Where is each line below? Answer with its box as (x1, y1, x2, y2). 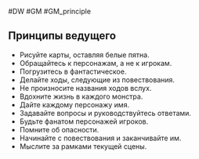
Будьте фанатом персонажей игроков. (19, 117, 149, 126)
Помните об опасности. (19, 125, 99, 134)
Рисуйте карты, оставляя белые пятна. (19, 50, 150, 60)
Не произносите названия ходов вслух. (19, 83, 152, 92)
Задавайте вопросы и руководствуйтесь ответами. (19, 108, 192, 117)
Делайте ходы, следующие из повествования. (19, 74, 175, 85)
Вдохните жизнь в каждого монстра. (19, 92, 143, 101)
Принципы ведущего (8, 29, 116, 42)
